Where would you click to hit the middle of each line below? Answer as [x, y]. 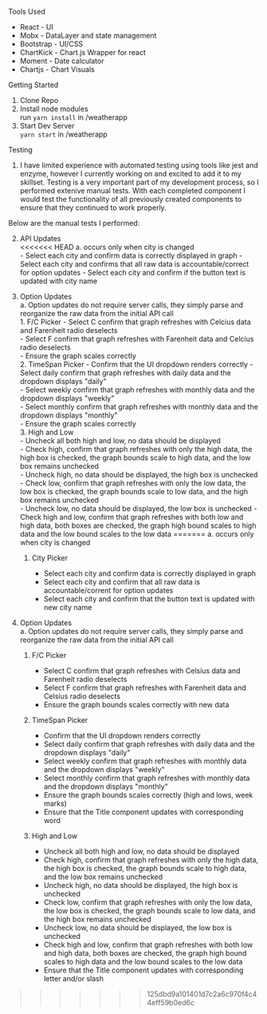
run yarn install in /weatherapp [73, 117]
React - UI [36, 27]
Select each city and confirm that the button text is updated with [149, 599]
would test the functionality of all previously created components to [131, 199]
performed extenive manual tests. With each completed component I [132, 190]
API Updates [40, 238]
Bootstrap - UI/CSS [51, 44]
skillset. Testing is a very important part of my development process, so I [139, 182]
